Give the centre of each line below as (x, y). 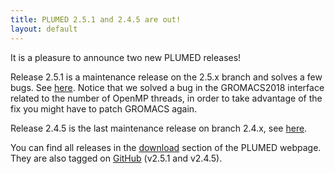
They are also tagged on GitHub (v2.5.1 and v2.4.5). (116, 158)
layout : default (44, 29)
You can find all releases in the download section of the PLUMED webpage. (166, 147)
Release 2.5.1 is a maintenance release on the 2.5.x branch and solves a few (166, 77)
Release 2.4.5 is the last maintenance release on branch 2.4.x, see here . (159, 128)
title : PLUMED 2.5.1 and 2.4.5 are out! (96, 19)
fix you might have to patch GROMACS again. (104, 108)
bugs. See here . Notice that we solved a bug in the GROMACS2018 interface (167, 87)
